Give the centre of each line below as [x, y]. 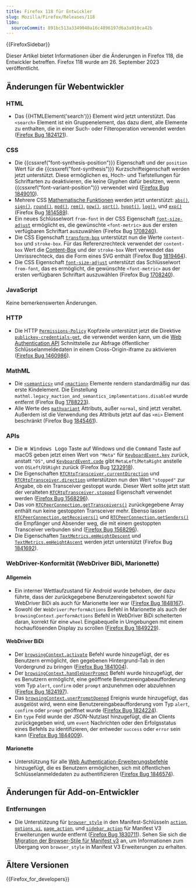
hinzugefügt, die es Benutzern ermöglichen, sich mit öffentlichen [92, 767]
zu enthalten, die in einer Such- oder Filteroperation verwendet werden [100, 128]
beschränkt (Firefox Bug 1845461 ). [56, 421]
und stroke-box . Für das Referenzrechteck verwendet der [93, 244]
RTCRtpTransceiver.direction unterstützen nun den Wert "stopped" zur [100, 480]
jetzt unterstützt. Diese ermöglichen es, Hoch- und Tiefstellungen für [97, 175]
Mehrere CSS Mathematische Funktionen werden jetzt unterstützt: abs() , [102, 200]
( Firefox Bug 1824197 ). [41, 691]
